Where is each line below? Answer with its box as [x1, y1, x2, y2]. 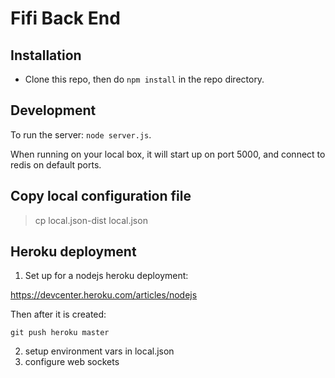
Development [10, 102, 97, 119]
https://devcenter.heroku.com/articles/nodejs [10, 289, 198, 301]
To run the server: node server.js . [10, 128, 152, 141]
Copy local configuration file [10, 188, 192, 205]
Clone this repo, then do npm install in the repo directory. [24, 73, 265, 85]
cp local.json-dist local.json [34, 214, 148, 226]
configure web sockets [24, 356, 120, 368]
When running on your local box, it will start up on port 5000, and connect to [10, 148, 326, 160]
